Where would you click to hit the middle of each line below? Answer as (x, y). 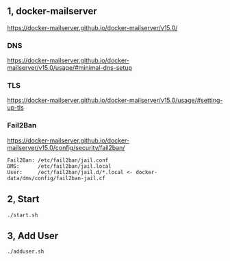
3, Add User (33, 236)
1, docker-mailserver (52, 11)
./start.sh (23, 215)
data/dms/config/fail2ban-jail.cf (56, 178)
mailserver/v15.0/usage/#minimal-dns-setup (69, 68)
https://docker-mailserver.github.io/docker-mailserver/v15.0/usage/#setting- (115, 100)
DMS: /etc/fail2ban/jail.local (59, 166)
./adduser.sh (26, 252)
